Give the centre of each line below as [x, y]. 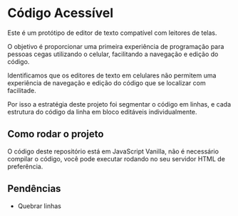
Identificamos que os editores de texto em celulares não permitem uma [112, 75]
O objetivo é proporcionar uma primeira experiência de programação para [116, 46]
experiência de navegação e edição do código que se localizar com [107, 82]
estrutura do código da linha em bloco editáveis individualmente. [102, 112]
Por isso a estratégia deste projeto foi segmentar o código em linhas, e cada [119, 104]
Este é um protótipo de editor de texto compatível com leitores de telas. [112, 33]
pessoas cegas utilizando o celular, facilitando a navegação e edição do [113, 54]
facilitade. [22, 90]
